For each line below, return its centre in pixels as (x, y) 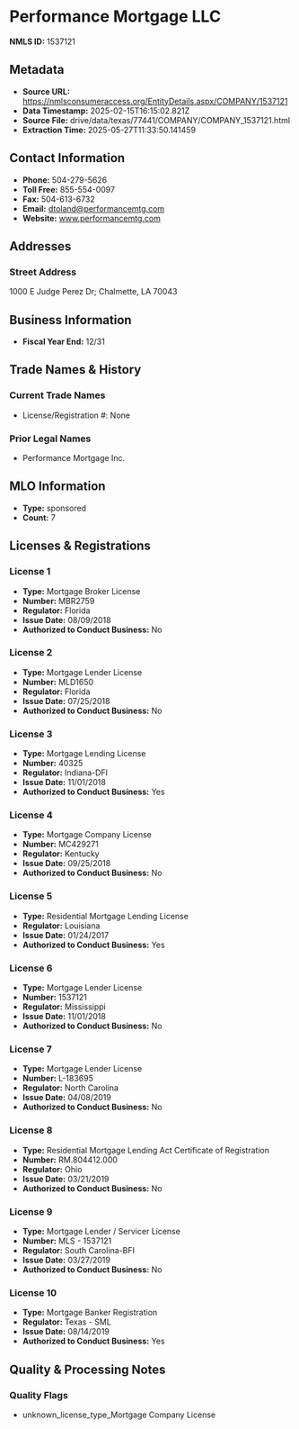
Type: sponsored (54, 508)
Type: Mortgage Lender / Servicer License (101, 1231)
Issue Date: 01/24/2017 (66, 935)
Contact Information (67, 158)
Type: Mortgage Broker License (81, 591)
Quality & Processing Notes (88, 1369)
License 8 (31, 1130)
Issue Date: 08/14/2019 (66, 1332)
